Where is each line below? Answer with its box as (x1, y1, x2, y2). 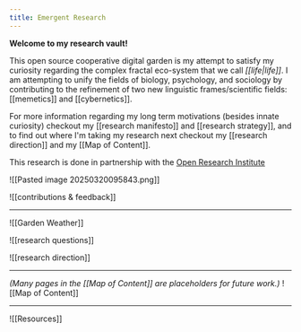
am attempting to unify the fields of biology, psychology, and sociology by (9, 74, 283, 85)
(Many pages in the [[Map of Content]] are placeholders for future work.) (9, 277, 280, 288)
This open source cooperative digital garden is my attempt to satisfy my (9, 55, 275, 66)
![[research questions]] (9, 234, 94, 245)
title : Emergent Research (9, 13, 106, 22)
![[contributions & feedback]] (9, 191, 116, 202)
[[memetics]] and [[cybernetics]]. (9, 93, 133, 104)
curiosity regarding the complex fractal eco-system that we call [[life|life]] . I (9, 65, 288, 75)
